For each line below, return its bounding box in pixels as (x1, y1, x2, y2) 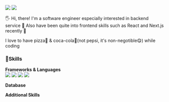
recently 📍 (5, 28, 27, 33)
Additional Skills (5, 92, 40, 98)
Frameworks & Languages (5, 66, 61, 72)
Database (5, 82, 26, 88)
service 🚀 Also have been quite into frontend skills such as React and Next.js (5, 22, 164, 28)
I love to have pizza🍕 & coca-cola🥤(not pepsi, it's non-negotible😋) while (5, 37, 156, 43)
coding (5, 43, 20, 48)
